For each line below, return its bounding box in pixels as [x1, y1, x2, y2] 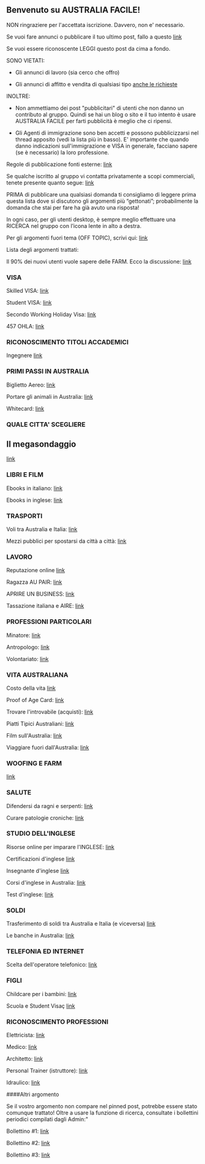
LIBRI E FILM [6, 471, 44, 479]
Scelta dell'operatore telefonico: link [6, 961, 98, 969]
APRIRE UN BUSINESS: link [6, 591, 75, 598]
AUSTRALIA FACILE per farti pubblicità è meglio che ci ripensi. [15, 117, 173, 124]
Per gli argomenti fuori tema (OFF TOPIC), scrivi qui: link [6, 234, 148, 241]
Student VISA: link [6, 299, 52, 306]
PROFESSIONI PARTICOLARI [6, 618, 92, 626]
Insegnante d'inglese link [6, 867, 69, 874]
